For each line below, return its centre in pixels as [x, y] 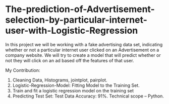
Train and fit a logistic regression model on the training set [73, 90]
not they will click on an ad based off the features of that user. [70, 60]
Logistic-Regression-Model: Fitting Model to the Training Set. [76, 85]
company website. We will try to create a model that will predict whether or [83, 55]
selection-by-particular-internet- [76, 20]
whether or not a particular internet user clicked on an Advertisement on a [82, 50]
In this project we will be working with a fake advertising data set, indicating [84, 44]
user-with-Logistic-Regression [72, 31]
